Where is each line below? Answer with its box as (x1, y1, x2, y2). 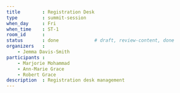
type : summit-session (6, 15, 87, 21)
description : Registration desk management (6, 77, 125, 83)
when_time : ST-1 (6, 26, 60, 32)
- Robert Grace (17, 72, 57, 78)
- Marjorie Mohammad (17, 60, 70, 66)
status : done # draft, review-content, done (6, 37, 174, 43)
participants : (6, 54, 45, 61)
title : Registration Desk (6, 9, 95, 15)
